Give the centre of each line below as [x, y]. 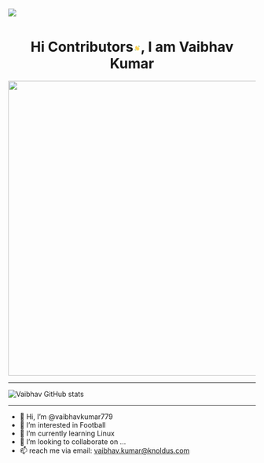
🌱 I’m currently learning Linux [67, 434]
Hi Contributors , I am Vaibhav [132, 47]
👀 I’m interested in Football [62, 425]
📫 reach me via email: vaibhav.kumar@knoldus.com [104, 450]
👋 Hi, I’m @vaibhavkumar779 [66, 417]
